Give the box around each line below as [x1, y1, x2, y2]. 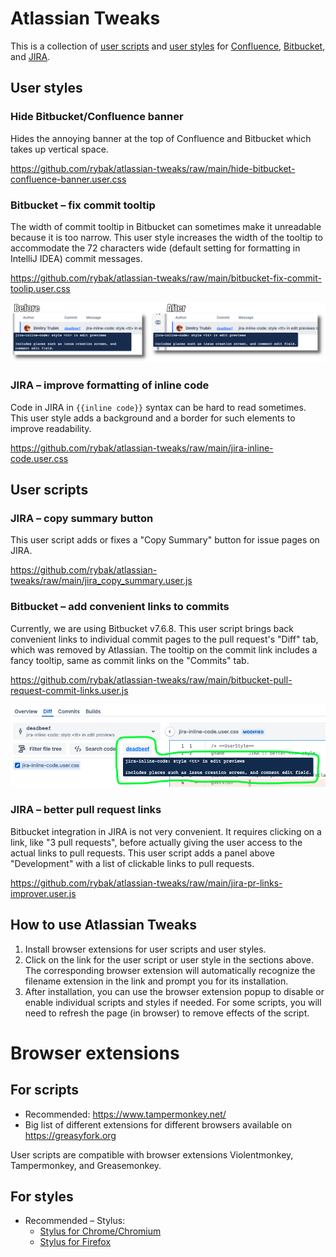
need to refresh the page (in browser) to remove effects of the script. [24, 1007, 310, 1019]
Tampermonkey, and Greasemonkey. [10, 1159, 162, 1171]
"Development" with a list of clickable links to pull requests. [10, 857, 255, 869]
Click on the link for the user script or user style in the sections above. [24, 953, 315, 966]
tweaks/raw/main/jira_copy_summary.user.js [10, 575, 193, 587]
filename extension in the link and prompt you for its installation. [24, 975, 289, 987]
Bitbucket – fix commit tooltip [10, 198, 156, 212]
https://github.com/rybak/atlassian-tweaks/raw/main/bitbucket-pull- [10, 673, 293, 686]
